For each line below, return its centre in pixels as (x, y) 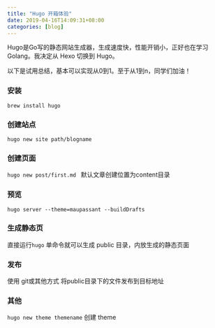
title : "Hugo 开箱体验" (39, 14)
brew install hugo (34, 105)
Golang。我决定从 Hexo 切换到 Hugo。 (63, 56)
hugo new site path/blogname (50, 139)
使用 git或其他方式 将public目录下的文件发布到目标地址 (86, 281)
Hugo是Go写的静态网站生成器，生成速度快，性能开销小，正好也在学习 (108, 47)
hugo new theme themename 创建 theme (62, 318)
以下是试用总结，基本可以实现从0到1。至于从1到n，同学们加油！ (99, 71)
